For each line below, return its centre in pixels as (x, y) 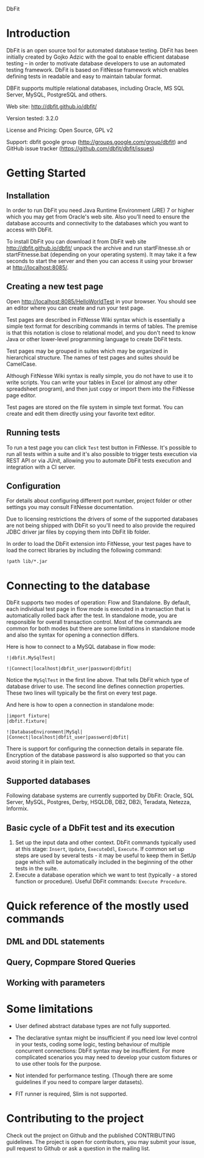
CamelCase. (22, 364)
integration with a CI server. (41, 467)
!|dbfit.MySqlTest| (31, 658)
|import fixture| (28, 716)
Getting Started (46, 173)
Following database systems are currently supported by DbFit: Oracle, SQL (100, 795)
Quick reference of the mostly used (97, 906)
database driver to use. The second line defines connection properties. (95, 687)
